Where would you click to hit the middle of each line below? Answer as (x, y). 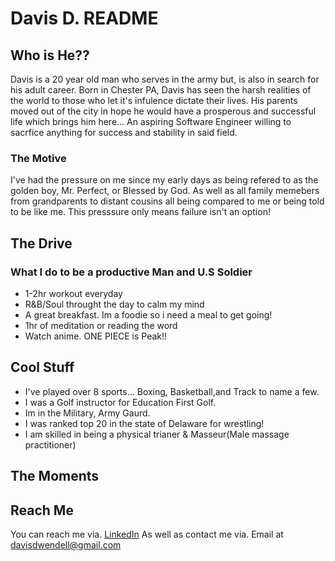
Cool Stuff (42, 367)
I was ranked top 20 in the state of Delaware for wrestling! (144, 423)
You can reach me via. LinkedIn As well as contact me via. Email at (147, 534)
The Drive (41, 243)
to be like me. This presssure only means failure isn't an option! (140, 212)
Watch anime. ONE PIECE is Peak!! (96, 336)
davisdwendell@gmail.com (66, 545)
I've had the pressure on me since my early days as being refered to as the (164, 180)
